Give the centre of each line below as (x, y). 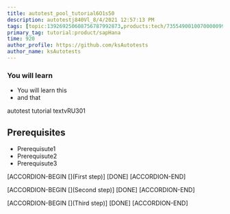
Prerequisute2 (37, 156)
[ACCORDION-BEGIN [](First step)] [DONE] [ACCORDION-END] (97, 176)
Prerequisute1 (36, 148)
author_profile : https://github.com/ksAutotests (78, 45)
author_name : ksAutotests (44, 52)
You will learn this (42, 90)
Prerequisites (36, 132)
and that (29, 98)
